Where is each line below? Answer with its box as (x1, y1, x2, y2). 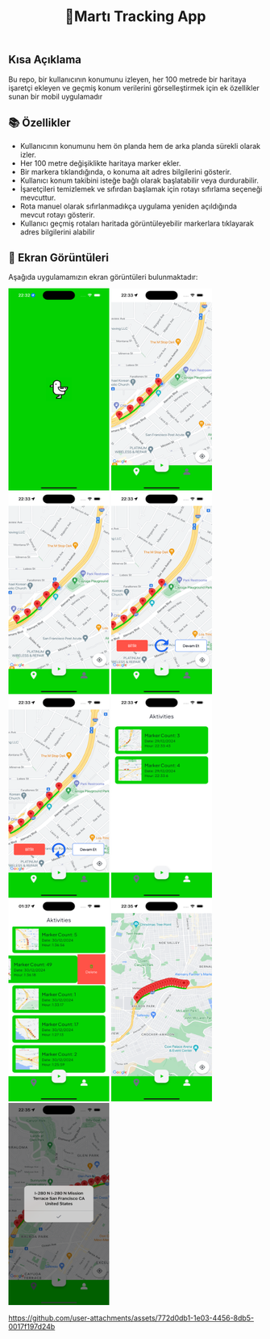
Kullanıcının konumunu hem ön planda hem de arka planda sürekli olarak (19, 142, 260, 151)
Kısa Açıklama (8, 53, 82, 67)
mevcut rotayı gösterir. (19, 210, 95, 220)
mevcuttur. (19, 193, 56, 203)
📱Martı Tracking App (64, 7, 206, 26)
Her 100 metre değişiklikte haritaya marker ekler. (19, 158, 181, 168)
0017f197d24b (8, 1322, 56, 1332)
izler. (19, 150, 36, 160)
